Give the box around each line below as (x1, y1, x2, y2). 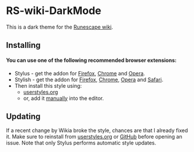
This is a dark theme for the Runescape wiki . (6, 23, 113, 30)
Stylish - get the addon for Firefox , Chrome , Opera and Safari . (14, 76, 164, 83)
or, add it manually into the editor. (23, 95, 104, 102)
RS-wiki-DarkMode (6, 4, 102, 18)
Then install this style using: (14, 82, 82, 89)
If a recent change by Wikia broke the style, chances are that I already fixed (6, 127, 188, 134)
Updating (6, 111, 41, 121)
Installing (6, 40, 41, 50)
